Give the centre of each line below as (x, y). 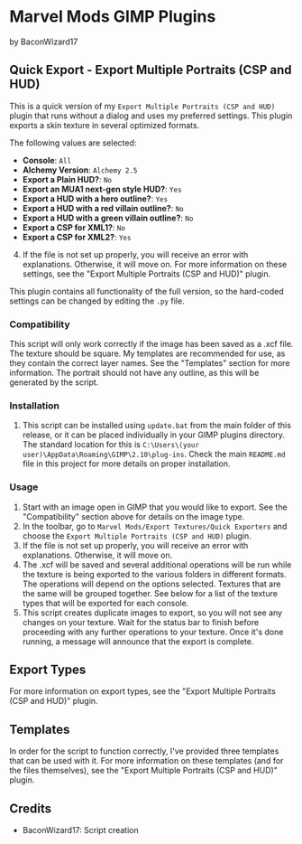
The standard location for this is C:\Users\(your (111, 445)
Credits (31, 808)
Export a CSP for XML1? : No (74, 227)
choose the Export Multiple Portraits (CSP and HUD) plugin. (137, 536)
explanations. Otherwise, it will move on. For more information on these (155, 264)
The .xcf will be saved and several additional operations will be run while (157, 564)
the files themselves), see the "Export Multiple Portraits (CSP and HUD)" (143, 771)
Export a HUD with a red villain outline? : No (103, 208)
